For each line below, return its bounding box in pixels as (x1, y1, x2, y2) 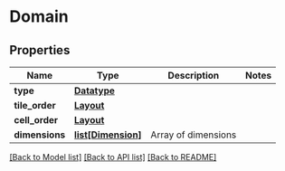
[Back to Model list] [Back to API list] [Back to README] (9, 152, 217, 162)
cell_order (14, 114, 59, 126)
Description (167, 70, 220, 81)
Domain (9, 6, 70, 27)
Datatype (73, 84, 116, 97)
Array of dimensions (150, 128, 237, 141)
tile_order (14, 100, 56, 111)
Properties (9, 43, 71, 58)
